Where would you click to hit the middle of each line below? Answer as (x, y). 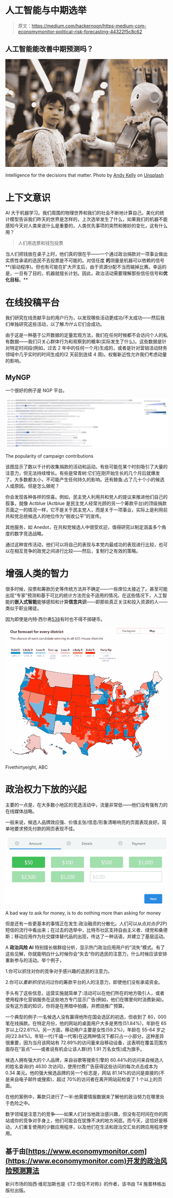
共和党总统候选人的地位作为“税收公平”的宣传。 (55, 516)
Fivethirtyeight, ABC (27, 767)
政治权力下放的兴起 (46, 789)
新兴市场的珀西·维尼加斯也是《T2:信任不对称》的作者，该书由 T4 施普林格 (83, 1184)
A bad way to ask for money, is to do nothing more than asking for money (83, 913)
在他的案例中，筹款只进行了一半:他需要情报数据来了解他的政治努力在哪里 (83, 1097)
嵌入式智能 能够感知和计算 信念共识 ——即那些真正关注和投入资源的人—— (91, 602)
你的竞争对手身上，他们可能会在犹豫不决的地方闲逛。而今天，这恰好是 (89, 1121)
